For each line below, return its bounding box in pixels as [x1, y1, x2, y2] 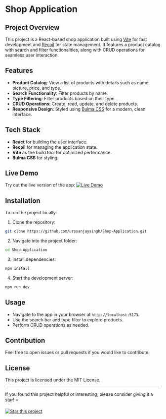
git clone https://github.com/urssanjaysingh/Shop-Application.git [5, 229, 147, 234]
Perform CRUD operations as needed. [12, 322, 90, 328]
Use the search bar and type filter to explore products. [12, 316, 124, 323]
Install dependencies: [12, 256, 56, 262]
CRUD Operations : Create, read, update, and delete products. [12, 101, 138, 107]
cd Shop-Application [5, 247, 48, 252]
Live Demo [5, 169, 39, 178]
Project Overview [5, 23, 60, 32]
